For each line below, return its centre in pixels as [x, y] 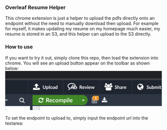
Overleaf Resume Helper [36, 7]
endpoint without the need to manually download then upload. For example [82, 23]
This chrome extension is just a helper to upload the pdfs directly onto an [80, 18]
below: [12, 68]
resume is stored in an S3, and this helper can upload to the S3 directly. [78, 34]
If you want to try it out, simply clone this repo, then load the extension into [82, 58]
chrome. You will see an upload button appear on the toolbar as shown [78, 63]
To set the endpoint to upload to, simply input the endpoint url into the [77, 118]
